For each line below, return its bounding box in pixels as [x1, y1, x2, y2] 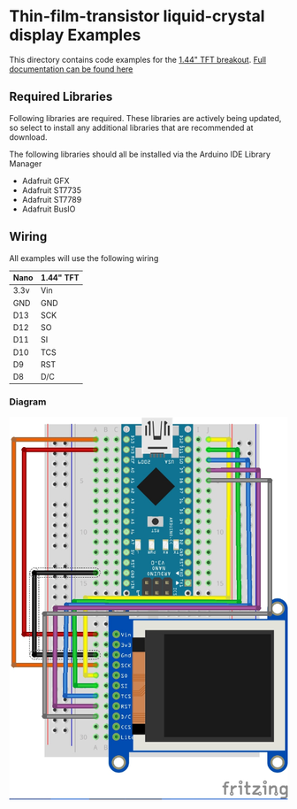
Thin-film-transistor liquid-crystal [9, 6, 265, 27]
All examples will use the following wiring [9, 252, 159, 263]
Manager [9, 158, 42, 169]
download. [9, 131, 48, 143]
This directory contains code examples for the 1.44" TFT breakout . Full [9, 54, 267, 65]
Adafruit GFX [21, 175, 70, 186]
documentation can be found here [9, 64, 133, 74]
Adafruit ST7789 [21, 194, 82, 204]
